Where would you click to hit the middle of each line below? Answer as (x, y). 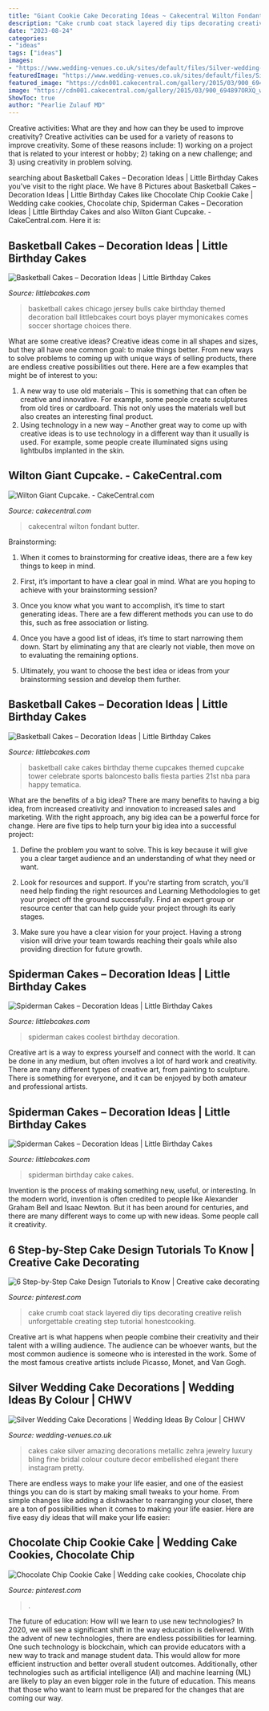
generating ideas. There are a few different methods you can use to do (137, 614)
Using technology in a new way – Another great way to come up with (133, 425)
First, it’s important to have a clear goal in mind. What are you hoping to (138, 581)
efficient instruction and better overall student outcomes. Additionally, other (133, 1664)
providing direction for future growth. (81, 949)
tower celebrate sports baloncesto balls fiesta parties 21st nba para (139, 776)
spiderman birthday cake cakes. (81, 1175)
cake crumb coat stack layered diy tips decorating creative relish (134, 1313)
